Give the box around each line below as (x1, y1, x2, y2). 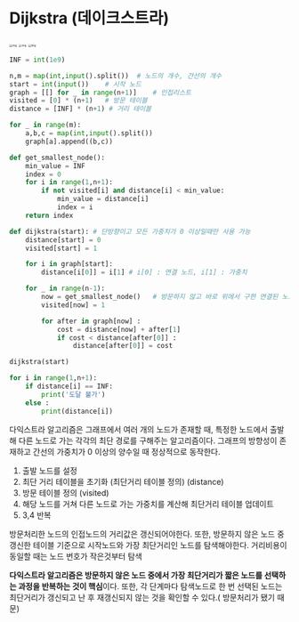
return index (25, 211, 74, 220)
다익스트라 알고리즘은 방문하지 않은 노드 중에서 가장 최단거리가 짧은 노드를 (9, 569, 263, 580)
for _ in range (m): (9, 121, 82, 130)
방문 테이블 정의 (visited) (21, 487, 109, 498)
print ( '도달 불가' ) (41, 390, 106, 399)
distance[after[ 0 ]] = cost (72, 342, 174, 351)
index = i (56, 203, 93, 212)
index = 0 (25, 170, 62, 179)
